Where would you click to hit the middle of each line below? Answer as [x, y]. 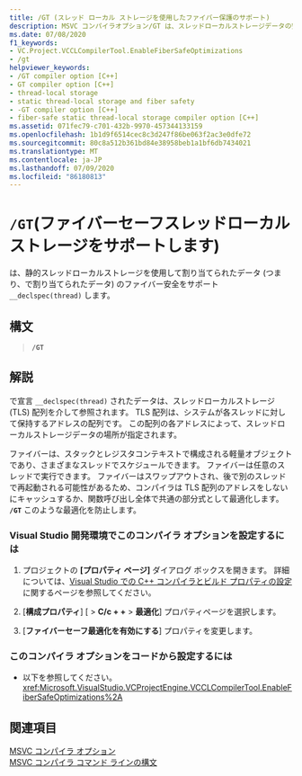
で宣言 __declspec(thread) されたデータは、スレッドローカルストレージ [142, 400]
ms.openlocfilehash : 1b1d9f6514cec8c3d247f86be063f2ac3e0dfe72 [130, 135]
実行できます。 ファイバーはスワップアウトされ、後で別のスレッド [163, 476]
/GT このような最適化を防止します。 [75, 510]
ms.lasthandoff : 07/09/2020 [62, 168]
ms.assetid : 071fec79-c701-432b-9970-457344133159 [106, 127]
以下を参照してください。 [69, 678]
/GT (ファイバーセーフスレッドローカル [150, 223]
